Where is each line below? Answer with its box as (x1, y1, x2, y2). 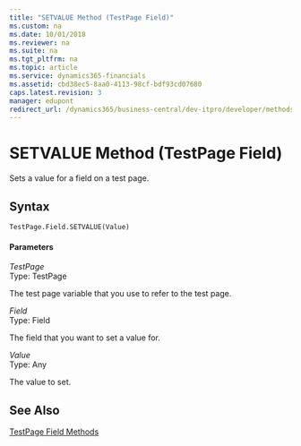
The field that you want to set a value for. (9, 332, 161, 343)
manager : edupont (9, 96, 74, 106)
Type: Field (9, 315, 51, 326)
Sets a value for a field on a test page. (9, 173, 150, 184)
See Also (9, 402, 60, 417)
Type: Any (9, 359, 47, 370)
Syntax (9, 199, 50, 214)
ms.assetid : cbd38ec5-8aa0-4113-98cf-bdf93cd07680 (9, 80, 202, 89)
